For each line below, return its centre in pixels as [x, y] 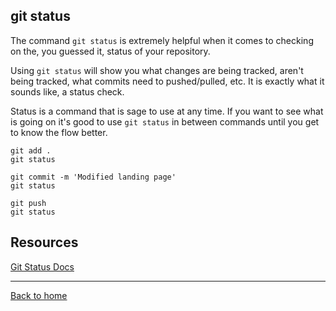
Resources [44, 242]
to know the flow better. [59, 132]
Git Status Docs [42, 266]
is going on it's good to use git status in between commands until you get [165, 121]
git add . [31, 150]
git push [28, 203]
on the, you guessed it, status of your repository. [110, 51]
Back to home [39, 295]
